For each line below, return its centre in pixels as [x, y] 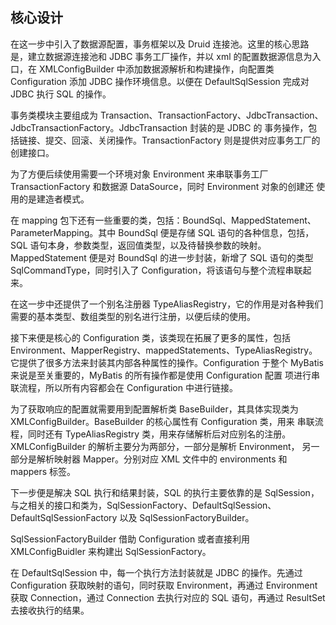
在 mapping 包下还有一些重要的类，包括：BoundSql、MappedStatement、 [163, 220]
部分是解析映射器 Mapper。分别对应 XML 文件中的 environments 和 [149, 459]
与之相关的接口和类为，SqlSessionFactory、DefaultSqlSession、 [143, 505]
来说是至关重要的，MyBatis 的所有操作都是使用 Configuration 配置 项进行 [161, 375]
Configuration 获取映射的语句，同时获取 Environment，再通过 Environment [164, 585]
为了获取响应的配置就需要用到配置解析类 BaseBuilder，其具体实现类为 [154, 409]
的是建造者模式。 [54, 199]
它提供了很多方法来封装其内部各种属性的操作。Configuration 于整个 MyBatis [167, 362]
